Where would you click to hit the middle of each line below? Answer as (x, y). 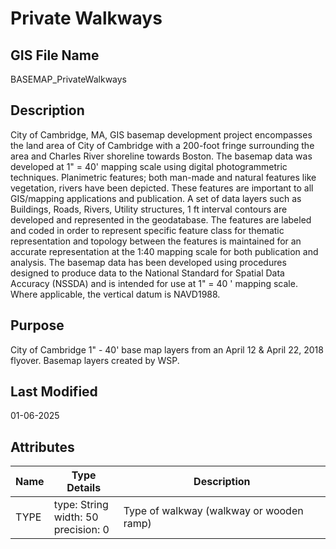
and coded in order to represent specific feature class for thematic (147, 230)
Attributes (42, 447)
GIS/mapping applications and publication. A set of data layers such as (156, 198)
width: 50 (76, 517)
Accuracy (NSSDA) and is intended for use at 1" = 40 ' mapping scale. (154, 283)
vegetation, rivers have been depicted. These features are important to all (162, 188)
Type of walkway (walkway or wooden (213, 511)
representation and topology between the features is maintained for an (156, 241)
